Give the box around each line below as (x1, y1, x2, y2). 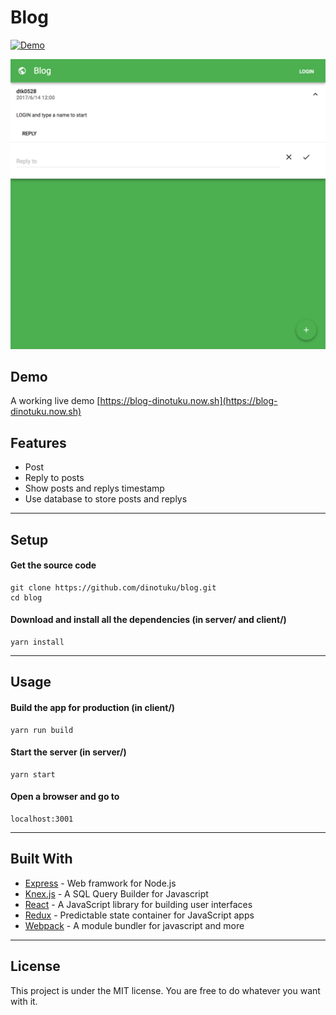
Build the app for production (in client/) (10, 701, 176, 713)
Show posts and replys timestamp (24, 482, 165, 495)
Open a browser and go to (10, 791, 120, 803)
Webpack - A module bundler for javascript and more (24, 919, 245, 931)
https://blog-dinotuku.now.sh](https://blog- (99, 395, 278, 407)
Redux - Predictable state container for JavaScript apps (24, 909, 255, 921)
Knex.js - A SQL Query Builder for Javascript (24, 887, 209, 900)
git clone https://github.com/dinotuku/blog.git (10, 582, 217, 593)
